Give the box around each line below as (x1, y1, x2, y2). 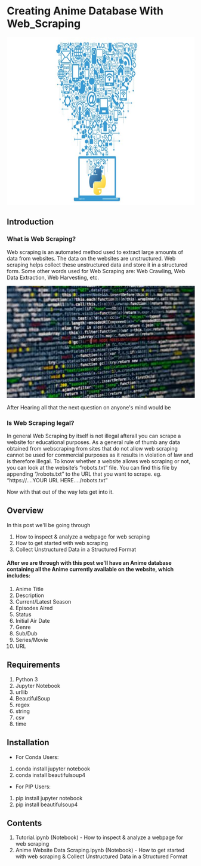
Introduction (7, 217, 54, 227)
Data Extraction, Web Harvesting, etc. (7, 274, 100, 281)
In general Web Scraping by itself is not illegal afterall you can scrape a (7, 432, 181, 439)
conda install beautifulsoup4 (15, 771, 86, 778)
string (15, 707, 30, 715)
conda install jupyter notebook (15, 765, 91, 772)
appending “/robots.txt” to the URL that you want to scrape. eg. (7, 470, 162, 478)
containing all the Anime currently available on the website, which (7, 566, 174, 573)
